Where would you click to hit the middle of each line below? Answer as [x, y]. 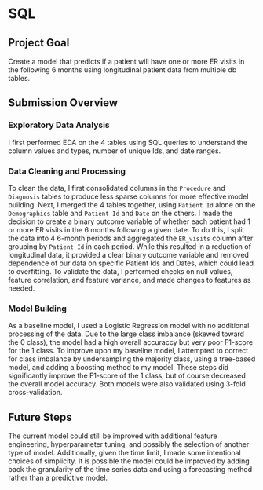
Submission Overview [63, 103]
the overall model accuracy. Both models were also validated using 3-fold [127, 384]
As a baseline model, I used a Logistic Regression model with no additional [129, 326]
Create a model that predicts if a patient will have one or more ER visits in [126, 61]
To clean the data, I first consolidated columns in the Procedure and [117, 188]
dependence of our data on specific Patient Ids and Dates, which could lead [131, 263]
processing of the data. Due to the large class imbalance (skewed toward [126, 334]
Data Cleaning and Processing [67, 171]
